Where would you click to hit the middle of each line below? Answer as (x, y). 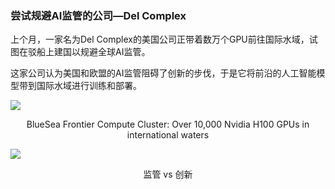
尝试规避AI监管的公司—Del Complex (98, 15)
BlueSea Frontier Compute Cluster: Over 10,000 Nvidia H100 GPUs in (168, 124)
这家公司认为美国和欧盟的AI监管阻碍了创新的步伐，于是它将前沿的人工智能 (163, 73)
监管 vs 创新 (168, 174)
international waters (168, 135)
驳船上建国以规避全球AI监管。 (89, 52)
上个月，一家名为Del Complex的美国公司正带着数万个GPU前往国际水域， (160, 39)
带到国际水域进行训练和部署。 (80, 86)
